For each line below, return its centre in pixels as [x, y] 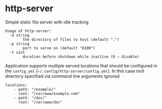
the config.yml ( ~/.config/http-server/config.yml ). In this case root [75, 71]
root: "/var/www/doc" [40, 102]
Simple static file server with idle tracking [47, 22]
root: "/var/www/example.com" [49, 93]
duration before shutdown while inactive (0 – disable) [81, 57]
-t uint [17, 52]
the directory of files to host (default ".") [71, 40]
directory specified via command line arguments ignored [62, 76]
